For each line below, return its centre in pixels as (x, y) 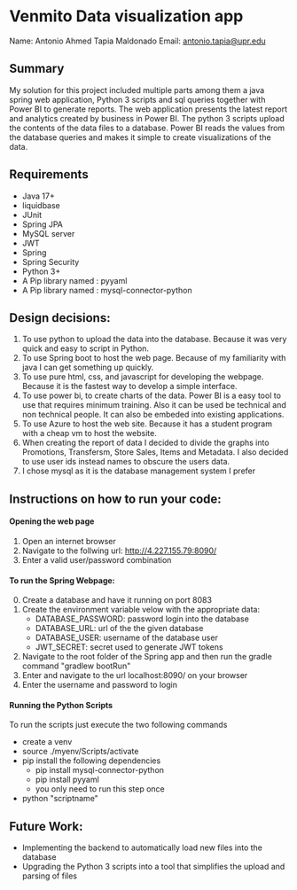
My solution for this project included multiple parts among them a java (137, 90)
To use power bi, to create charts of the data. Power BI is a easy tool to (152, 395)
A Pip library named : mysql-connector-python (107, 290)
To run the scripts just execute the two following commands (118, 725)
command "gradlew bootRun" (76, 666)
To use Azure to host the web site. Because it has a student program (147, 424)
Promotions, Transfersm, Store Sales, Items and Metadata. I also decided (155, 452)
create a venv (47, 742)
